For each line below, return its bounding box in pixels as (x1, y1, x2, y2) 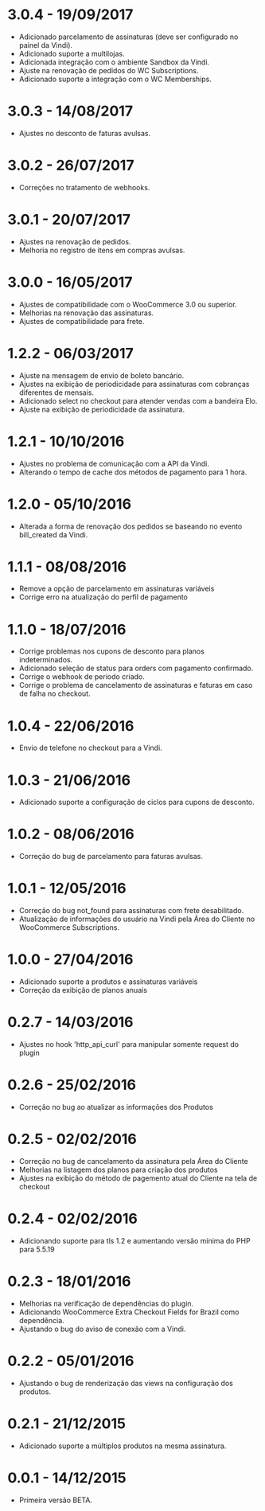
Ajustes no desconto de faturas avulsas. (18, 128, 151, 138)
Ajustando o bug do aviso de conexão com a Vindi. (18, 1324, 186, 1333)
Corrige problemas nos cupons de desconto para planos (18, 646, 205, 656)
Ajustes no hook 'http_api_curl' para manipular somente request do (18, 1040, 240, 1048)
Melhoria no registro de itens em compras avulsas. (18, 245, 185, 255)
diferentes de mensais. (18, 388, 95, 397)
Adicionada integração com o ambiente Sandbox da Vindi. (18, 57, 210, 67)
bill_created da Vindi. (18, 529, 88, 539)
